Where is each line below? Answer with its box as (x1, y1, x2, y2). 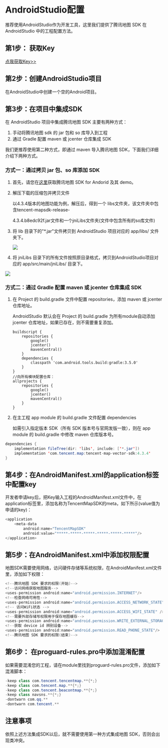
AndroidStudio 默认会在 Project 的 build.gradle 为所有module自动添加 (12, 313, 155, 319)
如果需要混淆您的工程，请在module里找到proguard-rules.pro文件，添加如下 (5, 662, 161, 668)
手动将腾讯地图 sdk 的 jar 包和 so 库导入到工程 (12, 130, 108, 136)
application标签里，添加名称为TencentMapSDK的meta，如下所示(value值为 (5, 501, 160, 507)
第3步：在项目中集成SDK (5, 104, 82, 113)
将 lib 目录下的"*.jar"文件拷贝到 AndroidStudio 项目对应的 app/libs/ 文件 (12, 228, 159, 234)
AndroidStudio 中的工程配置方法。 (5, 28, 76, 34)
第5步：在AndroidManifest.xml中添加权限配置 (5, 551, 149, 559)
